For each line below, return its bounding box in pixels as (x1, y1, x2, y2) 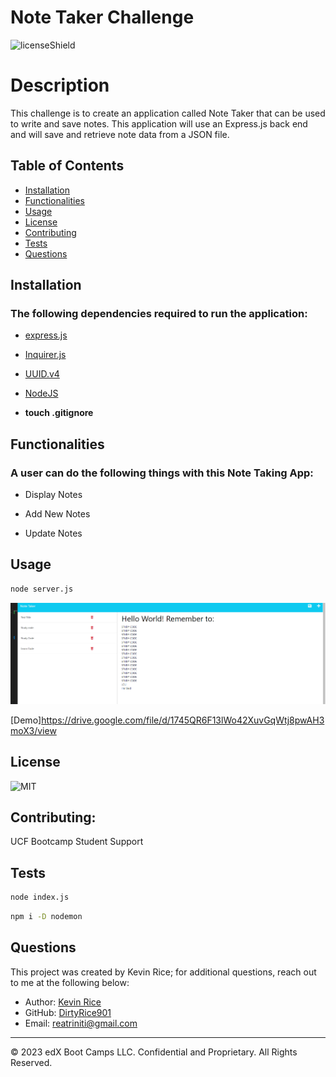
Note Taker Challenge (10, 6, 195, 29)
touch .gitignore (24, 407, 94, 419)
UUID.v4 (24, 368, 60, 380)
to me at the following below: (10, 976, 130, 988)
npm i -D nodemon (10, 912, 83, 922)
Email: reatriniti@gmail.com (24, 1017, 138, 1029)
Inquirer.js (24, 349, 67, 361)
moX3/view (10, 724, 57, 736)
